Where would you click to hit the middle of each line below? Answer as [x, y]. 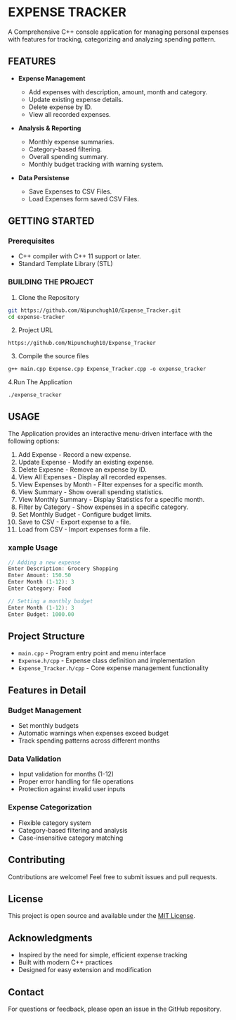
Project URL [35, 330]
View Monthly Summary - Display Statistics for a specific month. [111, 500]
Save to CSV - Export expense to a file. [74, 522]
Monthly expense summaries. [71, 141]
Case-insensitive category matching [71, 838]
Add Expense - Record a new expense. [74, 455]
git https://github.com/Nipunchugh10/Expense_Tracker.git [94, 310]
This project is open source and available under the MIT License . [102, 916]
